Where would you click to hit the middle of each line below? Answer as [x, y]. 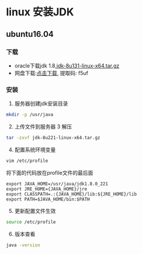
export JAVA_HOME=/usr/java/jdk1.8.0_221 [57, 184]
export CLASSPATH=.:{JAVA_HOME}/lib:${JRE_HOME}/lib [71, 194]
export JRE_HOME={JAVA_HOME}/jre [47, 189]
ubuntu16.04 [30, 34]
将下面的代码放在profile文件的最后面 [50, 172]
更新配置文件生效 [35, 211]
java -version [23, 245]
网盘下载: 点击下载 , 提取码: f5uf [51, 73]
